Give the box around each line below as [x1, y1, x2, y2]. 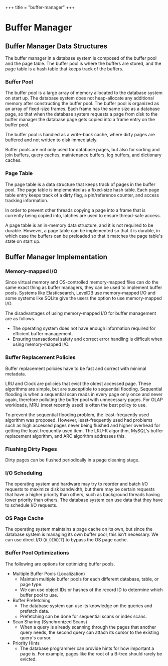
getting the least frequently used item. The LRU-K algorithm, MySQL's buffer [5, 427, 163, 434]
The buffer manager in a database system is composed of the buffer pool [5, 55, 157, 61]
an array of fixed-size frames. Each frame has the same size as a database [5, 106, 160, 112]
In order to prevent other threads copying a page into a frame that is [5, 207, 146, 213]
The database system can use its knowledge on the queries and [20, 603, 152, 609]
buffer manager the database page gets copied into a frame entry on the [5, 117, 155, 123]
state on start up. [5, 238, 41, 244]
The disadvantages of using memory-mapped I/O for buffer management [5, 310, 156, 316]
